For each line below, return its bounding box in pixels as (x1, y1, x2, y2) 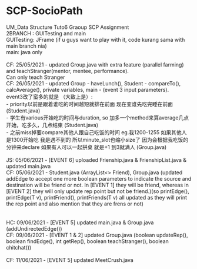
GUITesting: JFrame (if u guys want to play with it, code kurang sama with (6, 36, 185, 43)
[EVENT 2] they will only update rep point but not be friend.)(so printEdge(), (6, 187, 189, 195)
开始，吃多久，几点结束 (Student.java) (6, 121, 99, 128)
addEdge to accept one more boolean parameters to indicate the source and (6, 175, 192, 182)
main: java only (6, 48, 43, 55)
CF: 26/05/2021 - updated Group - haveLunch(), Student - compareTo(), (6, 79, 181, 87)
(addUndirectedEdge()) (6, 225, 63, 232)
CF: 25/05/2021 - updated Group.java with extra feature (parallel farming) (6, 61, 184, 68)
